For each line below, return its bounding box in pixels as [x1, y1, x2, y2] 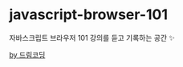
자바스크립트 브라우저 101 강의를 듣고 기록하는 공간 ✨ [9, 33, 175, 42]
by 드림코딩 [9, 49, 46, 59]
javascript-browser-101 [9, 6, 168, 24]
